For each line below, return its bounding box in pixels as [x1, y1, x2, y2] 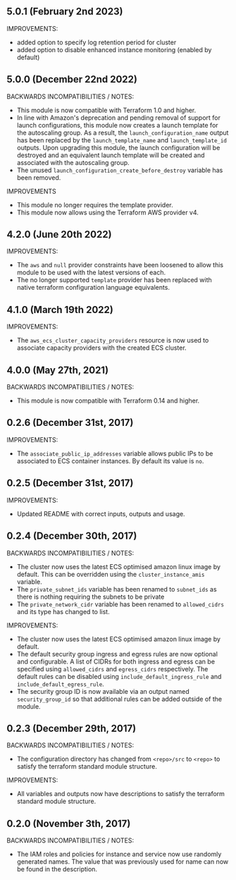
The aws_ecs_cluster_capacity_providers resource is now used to [16, 336, 209, 345]
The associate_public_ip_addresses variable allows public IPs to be [16, 449, 213, 458]
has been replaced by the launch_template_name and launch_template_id [16, 135, 227, 144]
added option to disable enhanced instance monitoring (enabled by [16, 45, 212, 54]
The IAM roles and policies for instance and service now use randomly [16, 850, 222, 859]
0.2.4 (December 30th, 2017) [6, 530, 137, 542]
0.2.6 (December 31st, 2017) [6, 417, 134, 429]
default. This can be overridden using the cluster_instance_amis [16, 570, 205, 578]
